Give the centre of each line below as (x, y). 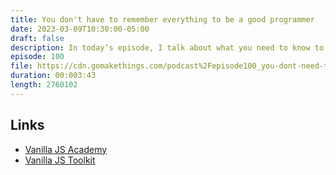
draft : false (37, 38)
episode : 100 (37, 57)
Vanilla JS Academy (66, 149)
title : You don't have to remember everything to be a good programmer (162, 19)
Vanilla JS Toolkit (60, 160)
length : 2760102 (44, 85)
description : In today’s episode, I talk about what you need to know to (167, 47)
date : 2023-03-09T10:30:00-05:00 (80, 29)
